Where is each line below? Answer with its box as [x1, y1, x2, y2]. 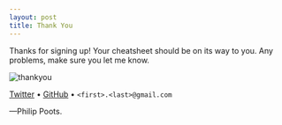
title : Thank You [9, 21, 73, 30]
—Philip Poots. [9, 106, 63, 116]
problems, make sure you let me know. [9, 55, 150, 65]
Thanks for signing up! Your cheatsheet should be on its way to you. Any [9, 45, 274, 55]
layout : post [9, 12, 57, 22]
